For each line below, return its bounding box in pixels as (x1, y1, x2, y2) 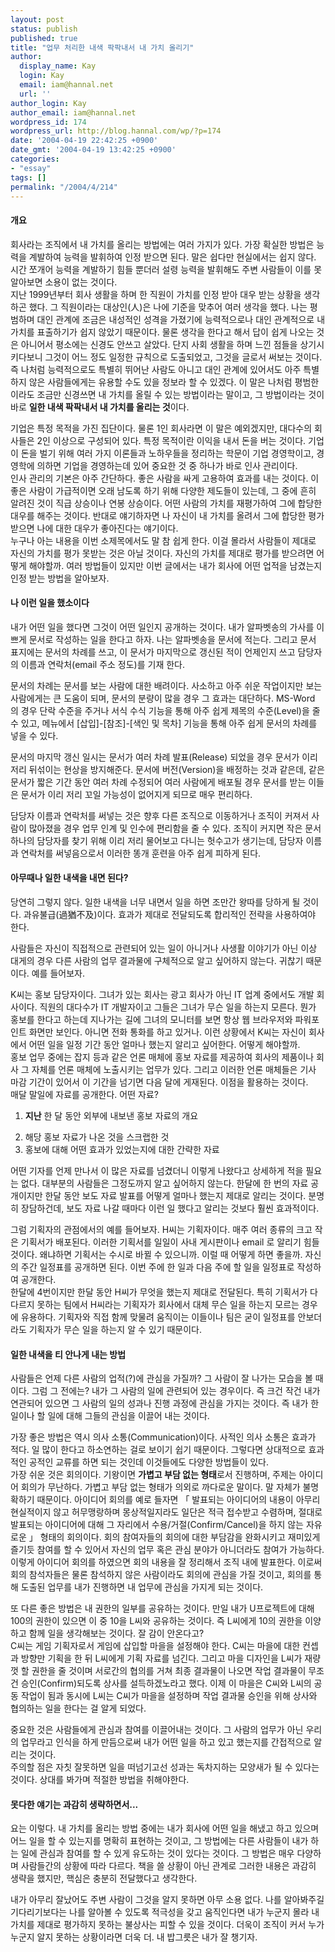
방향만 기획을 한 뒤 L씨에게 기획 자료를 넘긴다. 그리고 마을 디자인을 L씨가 (20, 1652, 303, 1665)
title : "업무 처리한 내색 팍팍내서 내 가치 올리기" (10, 42, 195, 53)
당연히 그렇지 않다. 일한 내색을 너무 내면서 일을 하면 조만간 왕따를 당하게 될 (10, 896, 301, 908)
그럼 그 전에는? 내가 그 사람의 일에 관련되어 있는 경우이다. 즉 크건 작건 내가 (31, 1385, 321, 1397)
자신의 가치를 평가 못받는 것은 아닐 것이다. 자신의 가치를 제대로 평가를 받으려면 (10, 547, 315, 559)
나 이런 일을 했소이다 (10, 597, 90, 609)
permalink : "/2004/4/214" (10, 182, 118, 192)
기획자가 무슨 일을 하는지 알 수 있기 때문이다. (28, 1323, 203, 1335)
